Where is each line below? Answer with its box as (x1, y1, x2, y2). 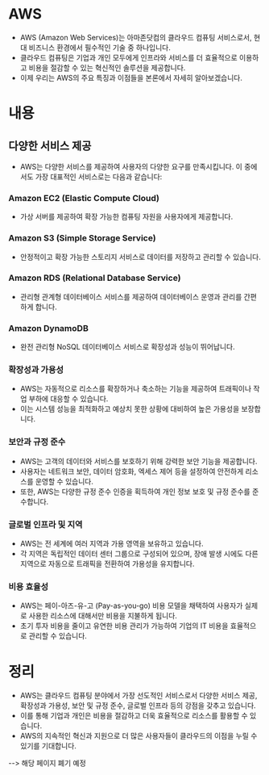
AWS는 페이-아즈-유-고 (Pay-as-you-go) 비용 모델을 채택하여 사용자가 (19, 601, 243, 610)
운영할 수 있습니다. (35, 476, 94, 486)
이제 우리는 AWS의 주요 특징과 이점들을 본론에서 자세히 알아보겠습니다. (19, 73, 243, 82)
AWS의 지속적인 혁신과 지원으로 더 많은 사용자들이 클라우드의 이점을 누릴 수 (19, 731, 258, 741)
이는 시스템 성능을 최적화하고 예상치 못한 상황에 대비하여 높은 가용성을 (19, 404, 240, 414)
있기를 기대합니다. (19, 741, 77, 751)
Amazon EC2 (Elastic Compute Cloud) (8, 192, 159, 203)
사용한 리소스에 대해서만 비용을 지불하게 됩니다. (28, 611, 177, 621)
